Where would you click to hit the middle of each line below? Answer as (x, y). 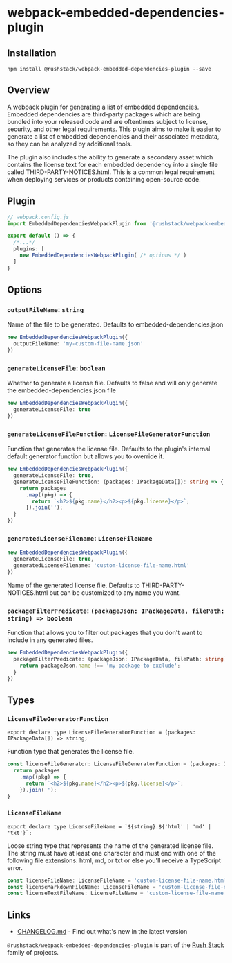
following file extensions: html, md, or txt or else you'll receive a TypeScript (114, 860)
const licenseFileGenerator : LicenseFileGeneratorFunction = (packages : (114, 764)
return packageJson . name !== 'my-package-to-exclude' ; (100, 666)
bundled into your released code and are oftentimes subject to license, (108, 121)
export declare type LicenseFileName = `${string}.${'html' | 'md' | (109, 826)
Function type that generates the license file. (71, 752)
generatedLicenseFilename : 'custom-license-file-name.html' (101, 566)
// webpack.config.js (38, 217)
